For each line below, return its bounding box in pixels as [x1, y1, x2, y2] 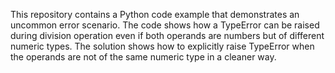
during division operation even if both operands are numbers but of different [10, 30, 325, 41]
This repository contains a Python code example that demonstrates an [10, 9, 300, 20]
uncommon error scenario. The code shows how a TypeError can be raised [10, 19, 320, 31]
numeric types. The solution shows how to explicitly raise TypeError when [10, 40, 315, 52]
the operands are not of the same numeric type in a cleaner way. [10, 51, 277, 63]
